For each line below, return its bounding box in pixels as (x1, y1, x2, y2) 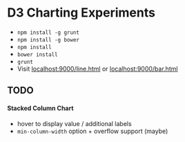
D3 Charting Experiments (7, 5, 155, 21)
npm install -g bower (17, 36, 79, 43)
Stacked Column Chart (7, 104, 74, 112)
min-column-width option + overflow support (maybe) (17, 127, 168, 135)
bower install (17, 51, 58, 58)
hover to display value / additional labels (17, 119, 133, 127)
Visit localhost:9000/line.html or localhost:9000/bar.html (17, 64, 178, 73)
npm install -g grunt (17, 29, 79, 36)
